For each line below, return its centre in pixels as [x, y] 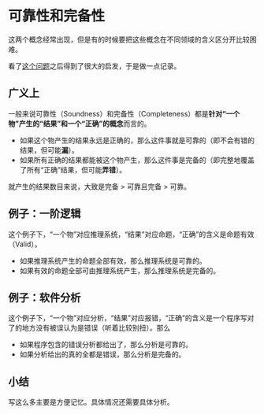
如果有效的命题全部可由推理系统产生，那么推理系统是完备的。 [120, 270]
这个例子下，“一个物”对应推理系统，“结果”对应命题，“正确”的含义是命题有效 [131, 234]
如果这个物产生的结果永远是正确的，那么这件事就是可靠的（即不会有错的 [137, 140]
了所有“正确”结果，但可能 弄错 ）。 [73, 169]
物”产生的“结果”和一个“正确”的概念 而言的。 [80, 124]
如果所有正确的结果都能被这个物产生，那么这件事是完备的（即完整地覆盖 [137, 160]
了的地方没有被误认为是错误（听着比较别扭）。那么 [89, 328]
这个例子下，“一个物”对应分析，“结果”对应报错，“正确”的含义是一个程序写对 [131, 318]
